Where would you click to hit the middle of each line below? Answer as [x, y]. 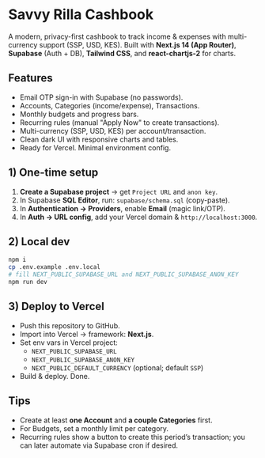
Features [30, 78]
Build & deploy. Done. [55, 376]
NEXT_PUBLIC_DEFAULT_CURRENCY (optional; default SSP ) [117, 367]
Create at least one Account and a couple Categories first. [116, 420]
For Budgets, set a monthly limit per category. [94, 428]
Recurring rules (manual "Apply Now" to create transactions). [119, 122]
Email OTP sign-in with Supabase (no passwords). [101, 97]
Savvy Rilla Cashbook [81, 15]
